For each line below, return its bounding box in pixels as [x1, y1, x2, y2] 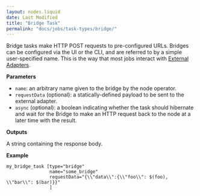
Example [6, 152, 29, 159]
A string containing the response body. [6, 140, 103, 148]
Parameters [6, 73, 36, 80]
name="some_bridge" [49, 169, 98, 175]
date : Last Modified [6, 14, 58, 21]
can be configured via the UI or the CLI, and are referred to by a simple [6, 49, 183, 56]
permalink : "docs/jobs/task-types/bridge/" [6, 25, 117, 32]
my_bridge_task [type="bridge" [6, 163, 85, 169]
